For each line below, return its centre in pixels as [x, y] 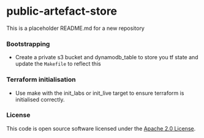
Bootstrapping [28, 44]
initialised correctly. [40, 100]
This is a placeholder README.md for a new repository [76, 28]
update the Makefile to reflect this [58, 64]
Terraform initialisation [41, 79]
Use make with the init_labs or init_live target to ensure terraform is [100, 93]
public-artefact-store [62, 11]
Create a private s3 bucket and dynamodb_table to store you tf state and [107, 57]
